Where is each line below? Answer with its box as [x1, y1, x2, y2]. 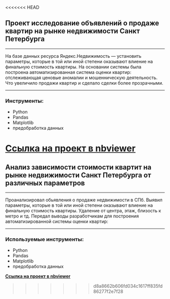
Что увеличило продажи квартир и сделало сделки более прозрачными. [5, 80, 163, 86]
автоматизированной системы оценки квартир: [5, 218, 109, 225]
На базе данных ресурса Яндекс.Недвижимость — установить [5, 53, 142, 59]
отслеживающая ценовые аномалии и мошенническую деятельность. [5, 74, 158, 81]
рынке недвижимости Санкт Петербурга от [5, 171, 152, 179]
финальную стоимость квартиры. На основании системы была [5, 63, 142, 70]
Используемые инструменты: [5, 236, 84, 243]
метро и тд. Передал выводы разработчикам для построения [5, 213, 139, 219]
